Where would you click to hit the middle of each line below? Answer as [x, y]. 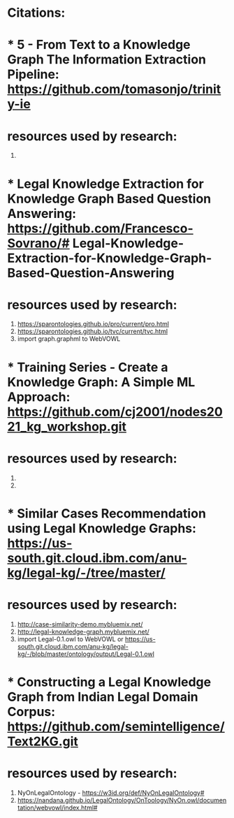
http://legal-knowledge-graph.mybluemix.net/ [83, 631]
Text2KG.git [43, 741]
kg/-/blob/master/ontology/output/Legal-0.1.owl [86, 654]
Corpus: [31, 711]
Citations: [36, 13]
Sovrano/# [38, 243]
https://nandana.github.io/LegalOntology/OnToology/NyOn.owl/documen [122, 800]
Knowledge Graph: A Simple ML [101, 382]
